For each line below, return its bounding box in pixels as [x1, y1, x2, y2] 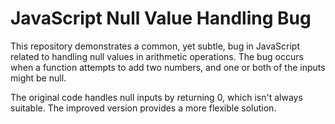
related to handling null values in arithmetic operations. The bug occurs [10, 50, 304, 62]
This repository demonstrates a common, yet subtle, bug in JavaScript [10, 40, 300, 52]
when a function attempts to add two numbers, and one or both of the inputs [10, 61, 326, 73]
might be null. [10, 72, 67, 84]
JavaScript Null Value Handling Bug [10, 7, 312, 30]
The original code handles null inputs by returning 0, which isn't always [10, 91, 303, 103]
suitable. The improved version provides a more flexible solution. [10, 102, 277, 114]
